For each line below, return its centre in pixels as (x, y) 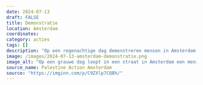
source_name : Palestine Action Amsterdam (59, 67)
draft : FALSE (23, 17)
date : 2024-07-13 (28, 12)
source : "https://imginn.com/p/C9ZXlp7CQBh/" (64, 73)
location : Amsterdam (32, 28)
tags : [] (17, 45)
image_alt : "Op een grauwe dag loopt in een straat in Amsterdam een (96, 62)
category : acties (28, 40)
